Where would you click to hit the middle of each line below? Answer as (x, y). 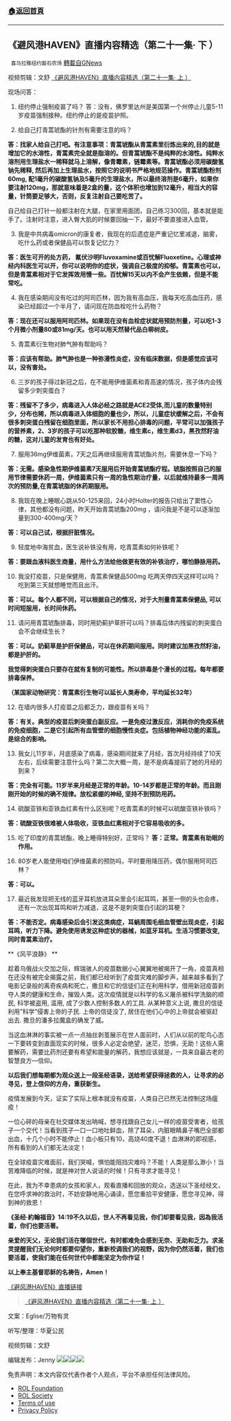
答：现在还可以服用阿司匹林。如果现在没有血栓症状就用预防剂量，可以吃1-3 (114, 321)
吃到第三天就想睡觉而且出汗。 (60, 585)
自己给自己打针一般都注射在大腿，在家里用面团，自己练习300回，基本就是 (113, 211)
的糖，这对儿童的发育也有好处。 (53, 440)
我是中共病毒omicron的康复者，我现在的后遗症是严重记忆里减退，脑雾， (119, 234)
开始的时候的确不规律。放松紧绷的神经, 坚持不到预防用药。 (96, 794)
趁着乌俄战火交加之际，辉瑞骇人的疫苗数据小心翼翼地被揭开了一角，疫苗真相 (116, 969)
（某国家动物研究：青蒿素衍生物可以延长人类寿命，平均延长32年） (102, 692)
